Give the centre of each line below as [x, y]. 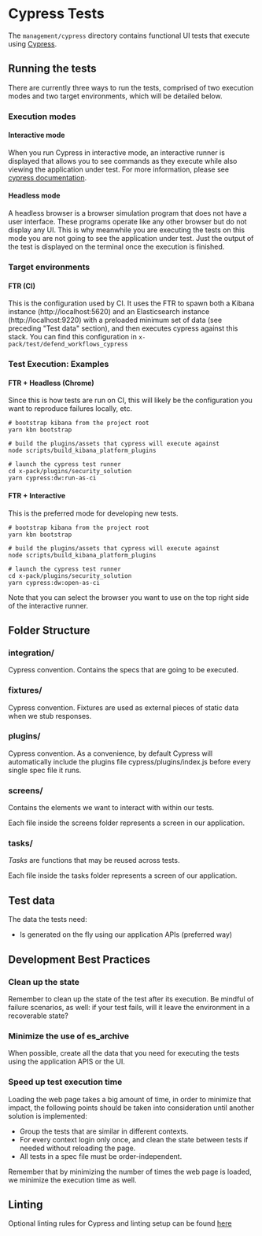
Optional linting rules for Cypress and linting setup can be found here [120, 1223]
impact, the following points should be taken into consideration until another [131, 1108]
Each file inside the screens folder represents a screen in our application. [127, 823]
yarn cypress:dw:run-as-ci [52, 478]
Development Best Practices [79, 959]
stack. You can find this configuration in [73, 337]
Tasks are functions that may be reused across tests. [94, 860]
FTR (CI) [22, 286]
